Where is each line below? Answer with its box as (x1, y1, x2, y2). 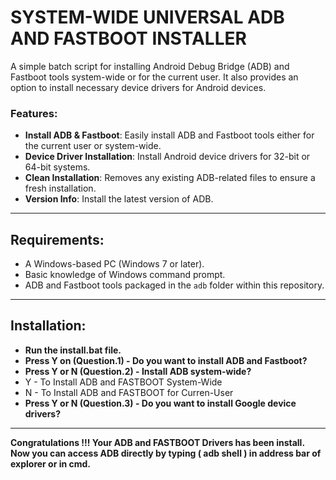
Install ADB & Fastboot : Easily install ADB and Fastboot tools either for (24, 129, 315, 141)
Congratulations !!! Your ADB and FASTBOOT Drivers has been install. (10, 436, 305, 448)
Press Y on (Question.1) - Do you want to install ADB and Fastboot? (24, 354, 308, 366)
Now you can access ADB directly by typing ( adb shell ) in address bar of (10, 447, 322, 459)
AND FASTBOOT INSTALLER (10, 27, 247, 50)
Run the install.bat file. (24, 344, 122, 356)
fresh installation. (24, 182, 97, 195)
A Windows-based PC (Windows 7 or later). (24, 258, 205, 270)
